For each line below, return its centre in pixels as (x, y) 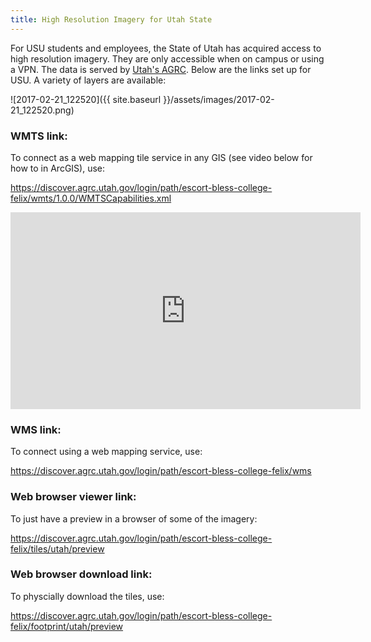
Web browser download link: (81, 574)
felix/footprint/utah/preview (67, 626)
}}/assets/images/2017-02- (219, 99)
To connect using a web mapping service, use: (106, 452)
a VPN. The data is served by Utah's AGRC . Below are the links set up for (161, 69)
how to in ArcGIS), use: (58, 168)
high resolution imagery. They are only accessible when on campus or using (167, 58)
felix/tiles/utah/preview (57, 548)
